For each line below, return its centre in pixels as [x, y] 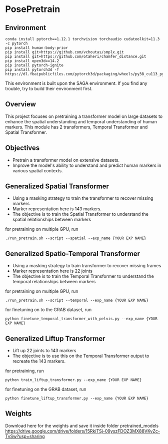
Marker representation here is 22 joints [52, 271]
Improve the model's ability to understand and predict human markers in [87, 165]
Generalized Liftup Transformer [55, 338]
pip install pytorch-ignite [34, 65]
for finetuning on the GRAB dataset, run [46, 389]
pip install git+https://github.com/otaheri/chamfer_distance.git [76, 56]
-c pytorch [16, 43]
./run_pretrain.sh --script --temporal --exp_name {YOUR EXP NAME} [77, 301]
